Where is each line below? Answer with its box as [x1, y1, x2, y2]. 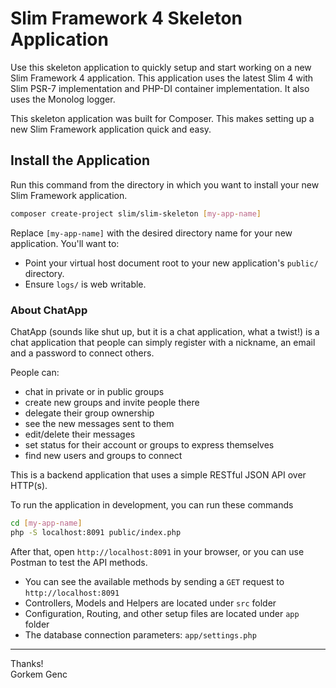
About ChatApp [10, 303, 88, 317]
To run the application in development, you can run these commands [10, 498, 294, 511]
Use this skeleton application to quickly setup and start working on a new [10, 61, 312, 73]
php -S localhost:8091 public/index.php [10, 527, 182, 537]
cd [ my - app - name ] [10, 518, 83, 528]
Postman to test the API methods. [10, 556, 148, 568]
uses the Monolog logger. [10, 93, 116, 105]
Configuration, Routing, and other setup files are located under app [24, 607, 300, 619]
